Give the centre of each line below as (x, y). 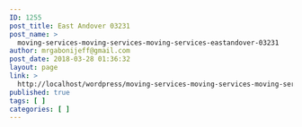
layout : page (34, 68)
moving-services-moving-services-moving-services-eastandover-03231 (148, 42)
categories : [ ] (40, 109)
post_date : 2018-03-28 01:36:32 (70, 59)
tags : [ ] (28, 101)
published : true (40, 92)
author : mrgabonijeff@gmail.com (70, 51)
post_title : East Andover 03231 (70, 26)
